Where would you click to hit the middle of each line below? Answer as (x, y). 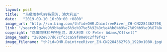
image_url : (16, 24)
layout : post (19, 10)
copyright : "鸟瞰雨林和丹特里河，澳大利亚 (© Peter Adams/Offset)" (71, 33)
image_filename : (22, 42)
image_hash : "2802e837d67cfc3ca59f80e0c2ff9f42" (56, 38)
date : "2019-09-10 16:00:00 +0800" (44, 19)
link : (11, 28)
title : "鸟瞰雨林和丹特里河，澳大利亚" (42, 14)
